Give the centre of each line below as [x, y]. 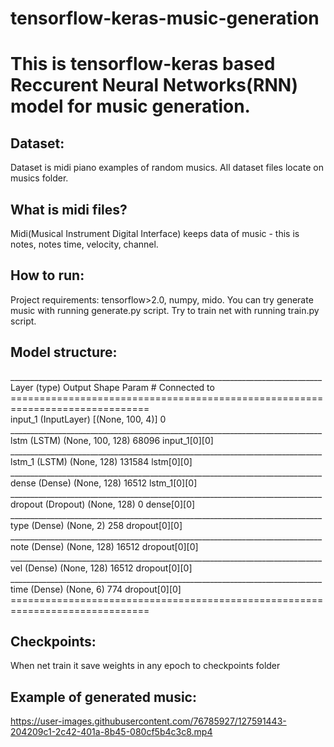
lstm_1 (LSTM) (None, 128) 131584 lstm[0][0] [101, 461]
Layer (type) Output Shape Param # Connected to [112, 387]
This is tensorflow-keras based [143, 64]
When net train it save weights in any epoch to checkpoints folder [145, 666]
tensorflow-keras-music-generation [165, 18]
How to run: [47, 275]
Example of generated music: [103, 697]
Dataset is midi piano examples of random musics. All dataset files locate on [167, 168]
